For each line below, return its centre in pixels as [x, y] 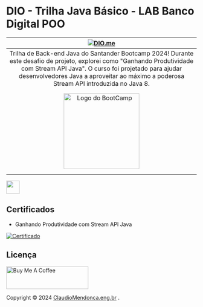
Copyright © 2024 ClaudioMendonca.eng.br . [63, 297]
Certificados [31, 210]
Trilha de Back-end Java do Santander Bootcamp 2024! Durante [101, 53]
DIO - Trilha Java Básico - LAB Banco [100, 11]
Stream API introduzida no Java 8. [101, 83]
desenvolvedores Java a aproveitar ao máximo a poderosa [101, 76]
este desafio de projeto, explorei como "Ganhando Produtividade [101, 60]
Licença [22, 255]
